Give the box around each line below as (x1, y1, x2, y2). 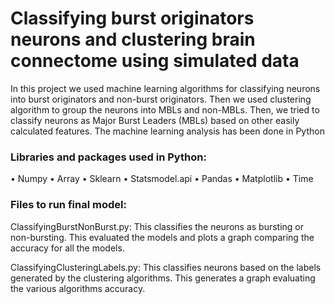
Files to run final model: (10, 198, 127, 212)
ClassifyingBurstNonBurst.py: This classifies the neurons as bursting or (10, 220, 305, 232)
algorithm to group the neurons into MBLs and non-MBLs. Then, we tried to (10, 103, 320, 116)
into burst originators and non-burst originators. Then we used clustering (10, 93, 312, 105)
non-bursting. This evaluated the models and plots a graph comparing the (10, 231, 315, 243)
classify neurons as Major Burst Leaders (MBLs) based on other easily (10, 114, 300, 126)
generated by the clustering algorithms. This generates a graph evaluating (10, 272, 316, 284)
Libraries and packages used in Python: (10, 150, 207, 164)
